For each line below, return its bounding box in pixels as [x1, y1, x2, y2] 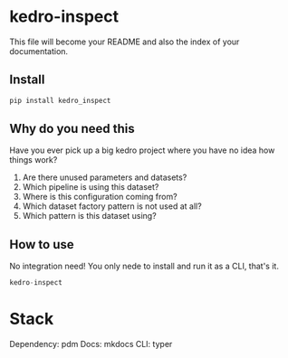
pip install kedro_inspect [9, 96, 111, 105]
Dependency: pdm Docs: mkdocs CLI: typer [9, 339, 173, 350]
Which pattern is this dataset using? [22, 211, 157, 221]
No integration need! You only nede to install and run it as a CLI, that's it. [9, 260, 279, 272]
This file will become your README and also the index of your [9, 36, 240, 47]
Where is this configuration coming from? [22, 192, 178, 203]
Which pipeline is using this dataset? [22, 182, 159, 193]
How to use [9, 237, 74, 252]
